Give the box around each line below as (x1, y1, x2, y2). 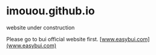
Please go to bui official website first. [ (6, 35, 102, 42)
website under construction (6, 24, 75, 31)
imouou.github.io (6, 4, 95, 18)
